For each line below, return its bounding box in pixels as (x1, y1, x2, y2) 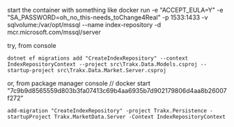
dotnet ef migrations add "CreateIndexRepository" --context (7, 55, 189, 62)
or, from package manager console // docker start (7, 79, 151, 87)
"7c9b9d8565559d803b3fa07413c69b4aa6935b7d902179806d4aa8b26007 (7, 87, 227, 94)
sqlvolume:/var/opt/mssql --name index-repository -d (7, 21, 162, 28)
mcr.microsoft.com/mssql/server (7, 28, 101, 36)
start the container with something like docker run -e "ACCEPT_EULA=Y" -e (7, 6, 224, 14)
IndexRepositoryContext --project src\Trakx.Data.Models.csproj (7, 61, 198, 68)
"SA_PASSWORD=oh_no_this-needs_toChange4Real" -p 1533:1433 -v (7, 13, 208, 22)
